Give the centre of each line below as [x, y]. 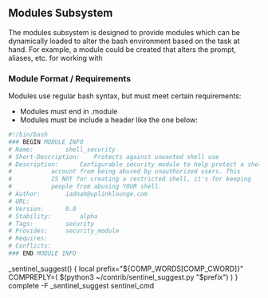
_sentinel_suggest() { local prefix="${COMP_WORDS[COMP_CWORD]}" [126, 268]
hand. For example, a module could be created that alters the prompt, [122, 49]
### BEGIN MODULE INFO [46, 142]
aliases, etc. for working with [56, 58]
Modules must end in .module [69, 112]
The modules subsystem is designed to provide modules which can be [124, 32]
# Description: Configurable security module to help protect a [126, 164]
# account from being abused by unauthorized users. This [124, 172]
